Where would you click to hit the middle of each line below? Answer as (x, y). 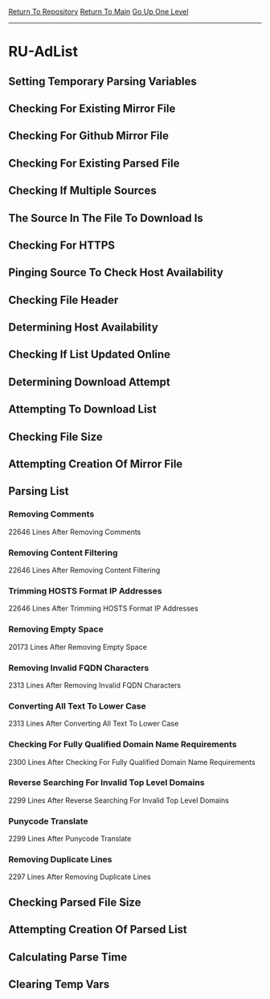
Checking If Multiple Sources (82, 191)
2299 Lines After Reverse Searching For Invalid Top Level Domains (119, 800)
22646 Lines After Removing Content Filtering (84, 570)
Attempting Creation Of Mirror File (96, 465)
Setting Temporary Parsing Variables (102, 81)
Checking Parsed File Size (75, 902)
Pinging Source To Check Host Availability (116, 273)
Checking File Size (55, 436)
